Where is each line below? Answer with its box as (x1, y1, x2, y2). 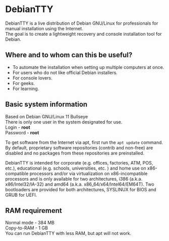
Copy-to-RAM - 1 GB (5, 225, 48, 231)
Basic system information (5, 100, 88, 109)
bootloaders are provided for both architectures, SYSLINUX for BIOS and (5, 186, 156, 192)
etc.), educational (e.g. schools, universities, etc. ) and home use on (5, 165, 146, 171)
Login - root (5, 124, 30, 130)
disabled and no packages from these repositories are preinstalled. (5, 150, 145, 156)
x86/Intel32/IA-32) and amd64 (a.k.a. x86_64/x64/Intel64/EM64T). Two (5, 181, 155, 187)
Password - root (5, 129, 39, 135)
